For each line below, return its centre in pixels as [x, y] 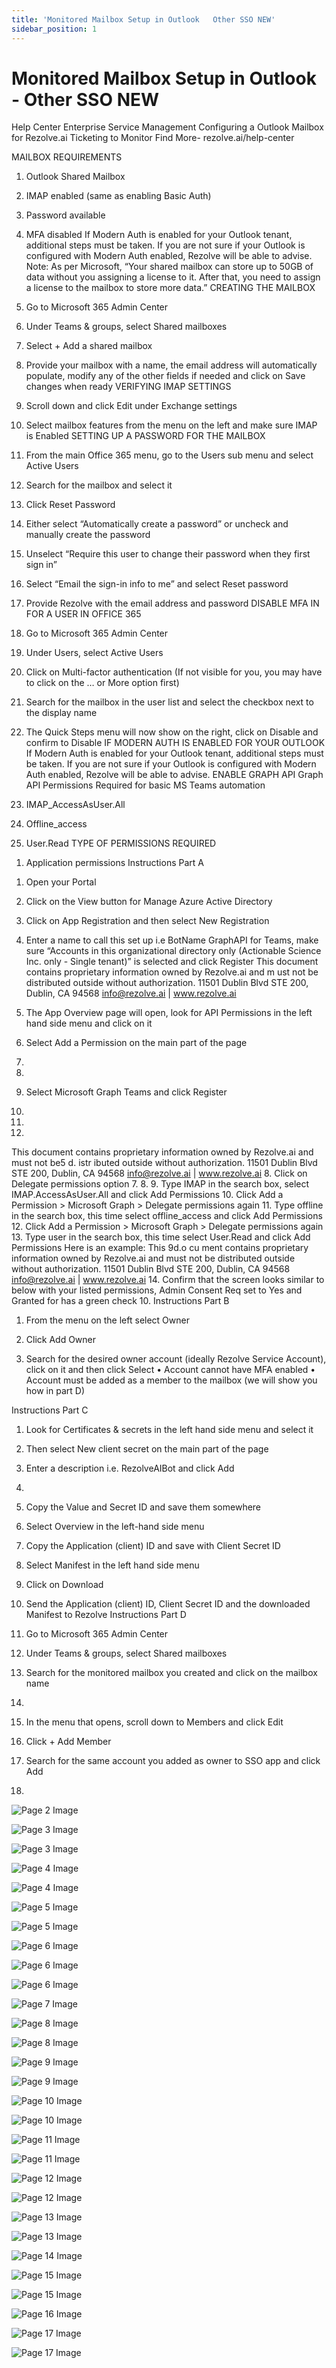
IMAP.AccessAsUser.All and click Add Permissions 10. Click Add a [147, 1195]
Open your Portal [61, 882]
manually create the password [88, 535]
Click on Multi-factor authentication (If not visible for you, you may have [174, 672]
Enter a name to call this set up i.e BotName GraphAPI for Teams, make [172, 940]
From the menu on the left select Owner [107, 1320]
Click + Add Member [68, 1742]
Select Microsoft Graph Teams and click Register [126, 1092]
